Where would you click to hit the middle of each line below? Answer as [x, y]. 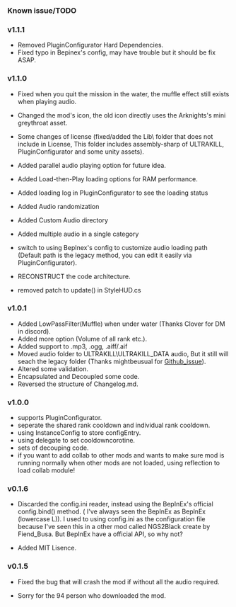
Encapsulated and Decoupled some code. [78, 376]
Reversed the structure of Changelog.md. [78, 384]
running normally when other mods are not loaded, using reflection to [119, 463]
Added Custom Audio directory [63, 220]
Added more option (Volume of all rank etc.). [82, 339]
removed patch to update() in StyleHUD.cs [79, 290]
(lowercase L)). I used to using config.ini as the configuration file [112, 519]
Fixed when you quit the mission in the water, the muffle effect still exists [123, 93]
